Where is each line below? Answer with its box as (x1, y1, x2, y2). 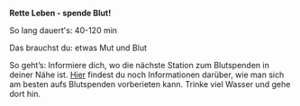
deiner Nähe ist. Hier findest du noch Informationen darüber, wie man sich (9, 69, 285, 80)
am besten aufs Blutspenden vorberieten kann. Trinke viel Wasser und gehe (9, 79, 291, 89)
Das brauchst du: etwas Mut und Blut (9, 42, 147, 53)
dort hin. (9, 89, 41, 99)
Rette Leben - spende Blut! (9, 8, 112, 18)
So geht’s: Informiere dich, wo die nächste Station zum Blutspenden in (9, 60, 270, 70)
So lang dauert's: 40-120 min (9, 25, 118, 35)
